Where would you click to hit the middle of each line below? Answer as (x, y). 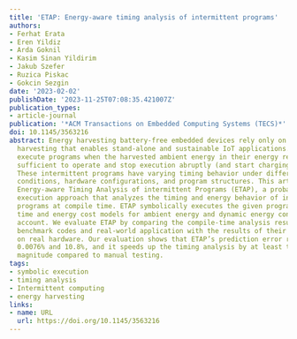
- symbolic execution (49, 272)
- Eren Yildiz (35, 42)
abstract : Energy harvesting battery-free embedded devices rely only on (148, 140)
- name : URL (31, 313)
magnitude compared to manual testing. (91, 256)
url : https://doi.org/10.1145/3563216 (89, 321)
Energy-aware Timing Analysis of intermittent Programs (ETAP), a (142, 190)
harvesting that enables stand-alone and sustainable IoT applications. (154, 148)
